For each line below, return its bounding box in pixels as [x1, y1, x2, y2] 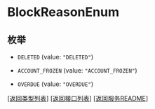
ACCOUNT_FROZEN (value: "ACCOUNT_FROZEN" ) [17, 66, 138, 74]
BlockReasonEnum [7, 4, 119, 20]
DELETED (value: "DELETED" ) [17, 53, 93, 61]
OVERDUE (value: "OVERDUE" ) [17, 80, 93, 88]
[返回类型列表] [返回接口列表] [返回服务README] [7, 94, 149, 102]
